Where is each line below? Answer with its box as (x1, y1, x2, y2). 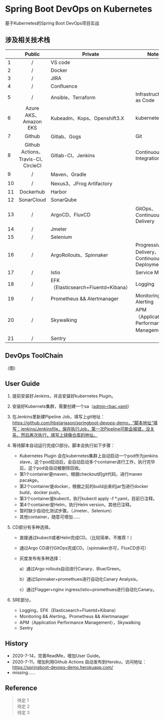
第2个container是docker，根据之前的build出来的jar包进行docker (19, 484, 148, 489)
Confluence (50, 83, 78, 89)
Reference (5, 684, 38, 692)
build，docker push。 (19, 489, 63, 495)
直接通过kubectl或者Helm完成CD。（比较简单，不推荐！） (19, 535, 135, 541)
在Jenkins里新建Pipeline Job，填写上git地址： (12, 414, 105, 420)
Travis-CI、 (19, 155, 46, 162)
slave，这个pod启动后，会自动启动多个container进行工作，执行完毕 (19, 459, 155, 465)
